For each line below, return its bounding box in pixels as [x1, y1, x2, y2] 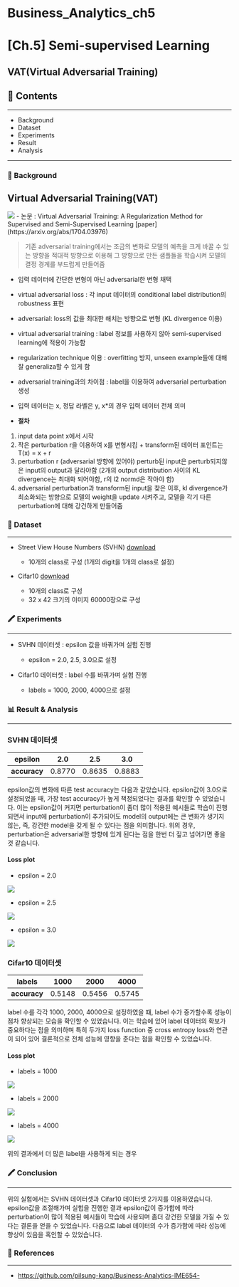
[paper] [134, 220, 158, 228]
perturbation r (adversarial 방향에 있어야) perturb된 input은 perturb [17, 457, 211, 466]
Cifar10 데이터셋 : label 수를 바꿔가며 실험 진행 [17, 671, 147, 679]
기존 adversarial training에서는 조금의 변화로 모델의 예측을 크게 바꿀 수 [24, 242, 222, 251]
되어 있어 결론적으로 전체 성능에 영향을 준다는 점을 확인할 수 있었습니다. [14, 1034, 212, 1043]
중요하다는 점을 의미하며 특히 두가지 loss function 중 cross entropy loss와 [7, 1026, 215, 1034]
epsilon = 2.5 [17, 898, 57, 907]
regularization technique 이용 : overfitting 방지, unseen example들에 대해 [17, 354, 228, 362]
